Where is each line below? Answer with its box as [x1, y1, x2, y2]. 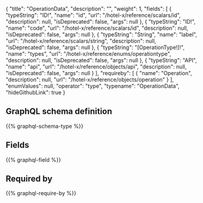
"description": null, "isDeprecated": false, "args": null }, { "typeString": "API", [5, 57, 197, 64]
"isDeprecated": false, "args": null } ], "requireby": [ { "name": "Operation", [5, 70, 193, 76]
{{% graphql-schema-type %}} [5, 122, 84, 130]
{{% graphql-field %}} [5, 156, 61, 163]
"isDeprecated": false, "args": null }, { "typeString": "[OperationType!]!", [5, 44, 185, 51]
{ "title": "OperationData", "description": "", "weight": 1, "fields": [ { [5, 5, 172, 12]
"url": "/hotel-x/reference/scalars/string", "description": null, [5, 38, 156, 44]
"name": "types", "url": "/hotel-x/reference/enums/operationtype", [5, 50, 171, 57]
